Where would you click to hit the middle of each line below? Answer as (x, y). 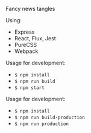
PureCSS (26, 45)
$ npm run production (41, 124)
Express (24, 32)
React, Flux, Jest (35, 38)
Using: (14, 20)
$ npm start (29, 88)
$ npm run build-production (49, 117)
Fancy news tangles (30, 9)
